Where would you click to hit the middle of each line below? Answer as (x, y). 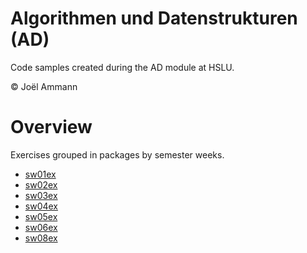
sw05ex (41, 216)
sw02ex (41, 184)
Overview (51, 127)
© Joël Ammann (44, 86)
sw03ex (41, 195)
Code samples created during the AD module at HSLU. (122, 67)
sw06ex (41, 227)
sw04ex (41, 206)
